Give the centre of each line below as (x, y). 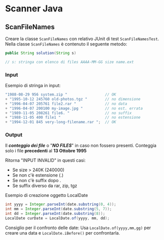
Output (14, 135)
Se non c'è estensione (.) (38, 175)
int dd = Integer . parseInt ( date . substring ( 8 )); (55, 214)
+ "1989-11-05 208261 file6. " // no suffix (69, 113)
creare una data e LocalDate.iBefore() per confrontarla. (63, 233)
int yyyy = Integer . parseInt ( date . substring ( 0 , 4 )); (61, 204)
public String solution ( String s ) (41, 53)
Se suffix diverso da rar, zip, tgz (45, 186)
